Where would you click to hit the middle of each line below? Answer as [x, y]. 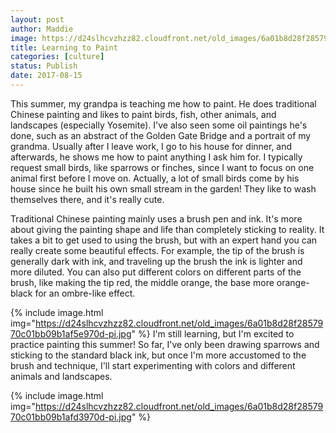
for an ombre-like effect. [85, 293]
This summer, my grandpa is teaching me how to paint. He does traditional [163, 103]
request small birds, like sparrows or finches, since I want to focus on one [162, 167]
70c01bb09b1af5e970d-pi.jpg [71, 333]
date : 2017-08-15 [46, 76]
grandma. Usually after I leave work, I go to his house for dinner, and [151, 146]
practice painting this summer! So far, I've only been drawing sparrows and [165, 344]
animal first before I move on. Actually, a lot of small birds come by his [155, 178]
